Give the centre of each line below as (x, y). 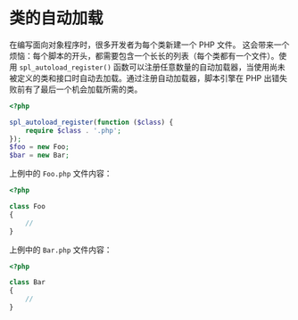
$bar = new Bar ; (39, 156)
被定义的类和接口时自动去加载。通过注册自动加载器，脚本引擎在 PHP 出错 (145, 78)
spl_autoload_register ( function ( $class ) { (91, 122)
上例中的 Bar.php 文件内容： (61, 250)
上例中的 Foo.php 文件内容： (61, 174)
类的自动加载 (57, 18)
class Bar (28, 283)
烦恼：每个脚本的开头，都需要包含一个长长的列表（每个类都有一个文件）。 (144, 55)
